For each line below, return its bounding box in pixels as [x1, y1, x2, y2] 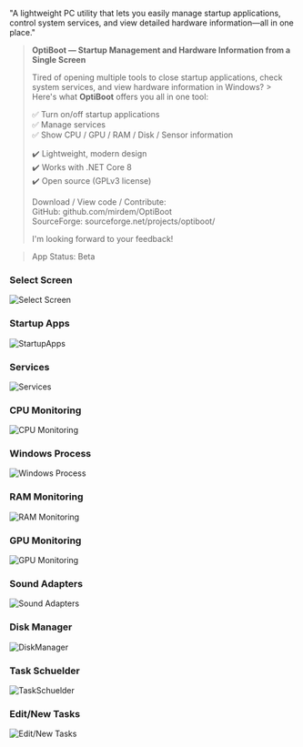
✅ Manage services [31, 119, 106, 130]
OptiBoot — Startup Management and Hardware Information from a [31, 45, 291, 56]
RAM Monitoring [9, 490, 84, 503]
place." [9, 27, 36, 37]
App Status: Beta [31, 251, 96, 262]
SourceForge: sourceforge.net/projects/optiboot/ [31, 216, 216, 227]
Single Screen [31, 55, 86, 65]
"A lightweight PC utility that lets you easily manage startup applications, [9, 8, 281, 18]
